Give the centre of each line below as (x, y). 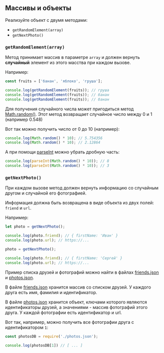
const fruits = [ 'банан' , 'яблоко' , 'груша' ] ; (54, 81)
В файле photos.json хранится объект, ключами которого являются (76, 302)
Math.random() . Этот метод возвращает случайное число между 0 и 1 (79, 114)
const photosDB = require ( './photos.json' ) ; (52, 336)
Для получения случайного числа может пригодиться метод (70, 109)
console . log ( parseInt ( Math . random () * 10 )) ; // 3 (57, 166)
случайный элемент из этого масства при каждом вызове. (68, 63)
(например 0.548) (24, 119)
